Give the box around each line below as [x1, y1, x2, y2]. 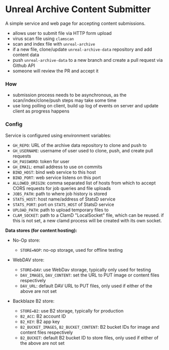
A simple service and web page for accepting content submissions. [5, 20, 146, 26]
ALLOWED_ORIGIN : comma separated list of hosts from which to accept [12, 180, 156, 186]
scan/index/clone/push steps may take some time [12, 97, 117, 103]
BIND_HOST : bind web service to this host [12, 169, 96, 175]
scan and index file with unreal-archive [12, 41, 95, 47]
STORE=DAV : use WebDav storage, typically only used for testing [20, 266, 151, 273]
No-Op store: [12, 237, 40, 243]
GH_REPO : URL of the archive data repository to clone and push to [12, 142, 147, 148]
